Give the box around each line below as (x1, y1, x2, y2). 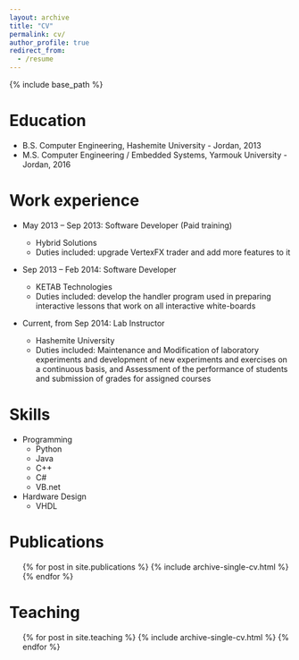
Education (9, 111, 87, 131)
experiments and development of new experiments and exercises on (35, 354, 288, 365)
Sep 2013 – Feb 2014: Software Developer (21, 264, 177, 275)
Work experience (9, 190, 140, 211)
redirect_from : (9, 47, 66, 55)
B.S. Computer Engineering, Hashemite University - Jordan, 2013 (21, 140, 262, 150)
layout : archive (9, 13, 70, 22)
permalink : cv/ (9, 30, 66, 38)
